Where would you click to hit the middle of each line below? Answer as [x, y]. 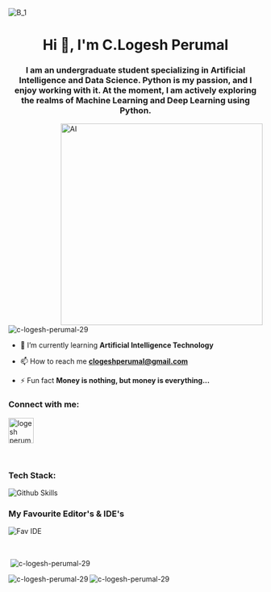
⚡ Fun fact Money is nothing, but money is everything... [115, 381]
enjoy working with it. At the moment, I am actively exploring [135, 90]
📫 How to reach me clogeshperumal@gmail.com [104, 361]
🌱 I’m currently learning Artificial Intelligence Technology [117, 345]
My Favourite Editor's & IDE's [67, 514]
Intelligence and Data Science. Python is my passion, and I [135, 81]
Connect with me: [44, 405]
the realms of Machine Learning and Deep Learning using [135, 101]
